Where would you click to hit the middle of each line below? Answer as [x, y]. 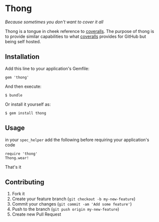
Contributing [25, 182]
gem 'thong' [17, 77]
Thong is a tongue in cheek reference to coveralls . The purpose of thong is [80, 31]
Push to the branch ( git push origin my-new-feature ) [65, 209]
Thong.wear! [17, 158]
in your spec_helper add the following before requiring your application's [77, 140]
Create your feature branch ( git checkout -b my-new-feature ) [74, 199]
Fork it [18, 194]
